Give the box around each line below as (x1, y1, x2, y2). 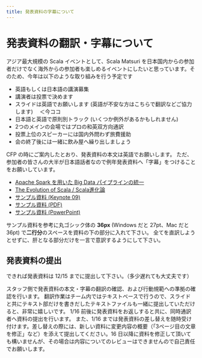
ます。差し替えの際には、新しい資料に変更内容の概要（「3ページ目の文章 (16, 323, 196, 330)
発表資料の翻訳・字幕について (6, 37, 154, 50)
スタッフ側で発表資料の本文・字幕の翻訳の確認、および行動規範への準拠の (6, 285, 191, 293)
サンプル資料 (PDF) (14, 201, 63, 208)
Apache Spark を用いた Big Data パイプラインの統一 (14, 178, 144, 186)
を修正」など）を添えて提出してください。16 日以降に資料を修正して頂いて (6, 330, 191, 338)
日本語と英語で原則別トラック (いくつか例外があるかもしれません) (14, 115, 179, 123)
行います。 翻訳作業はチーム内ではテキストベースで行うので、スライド (16, 293, 191, 300)
